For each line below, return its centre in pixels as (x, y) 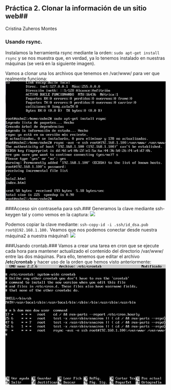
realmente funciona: (26, 79)
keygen (13, 214)
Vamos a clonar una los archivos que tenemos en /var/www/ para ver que (82, 74)
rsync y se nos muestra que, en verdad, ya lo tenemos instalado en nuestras (85, 58)
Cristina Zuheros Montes (31, 28)
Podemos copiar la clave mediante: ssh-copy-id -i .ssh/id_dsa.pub (77, 224)
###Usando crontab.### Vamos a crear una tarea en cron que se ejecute (82, 245)
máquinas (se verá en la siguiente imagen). (50, 63)
